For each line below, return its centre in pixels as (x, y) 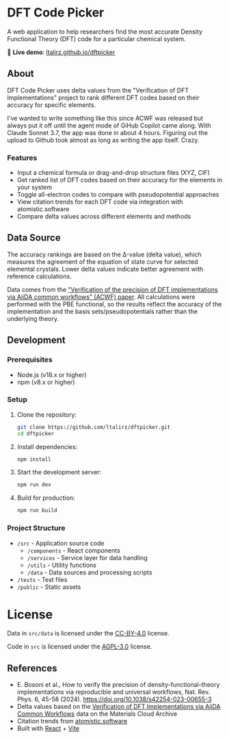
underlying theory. (33, 318)
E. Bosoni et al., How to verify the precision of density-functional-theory (118, 685)
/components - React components (74, 550)
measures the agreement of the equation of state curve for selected (103, 261)
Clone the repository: (47, 414)
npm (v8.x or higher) (46, 382)
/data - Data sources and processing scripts (90, 572)
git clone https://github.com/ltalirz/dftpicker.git (94, 427)
